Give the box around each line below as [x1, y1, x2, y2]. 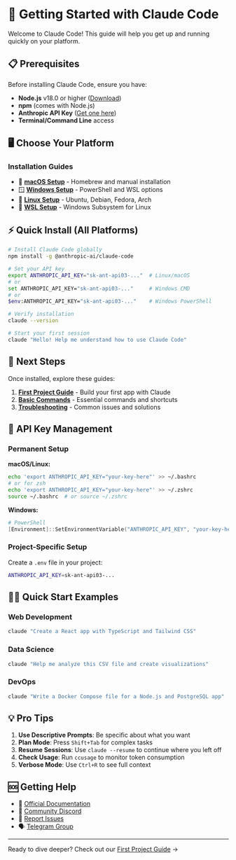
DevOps [8, 677, 36, 687]
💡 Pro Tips [8, 712, 54, 724]
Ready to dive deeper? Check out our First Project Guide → [8, 845, 179, 854]
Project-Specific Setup [8, 542, 88, 552]
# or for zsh [8, 480, 46, 487]
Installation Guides [8, 162, 74, 172]
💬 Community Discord [18, 807, 82, 815]
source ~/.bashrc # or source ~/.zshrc [8, 493, 128, 500]
